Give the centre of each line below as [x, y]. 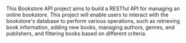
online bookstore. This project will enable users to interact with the [87, 15]
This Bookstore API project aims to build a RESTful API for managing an [93, 9]
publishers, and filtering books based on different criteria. [76, 34]
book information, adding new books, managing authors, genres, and [90, 27]
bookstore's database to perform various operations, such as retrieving [93, 21]
